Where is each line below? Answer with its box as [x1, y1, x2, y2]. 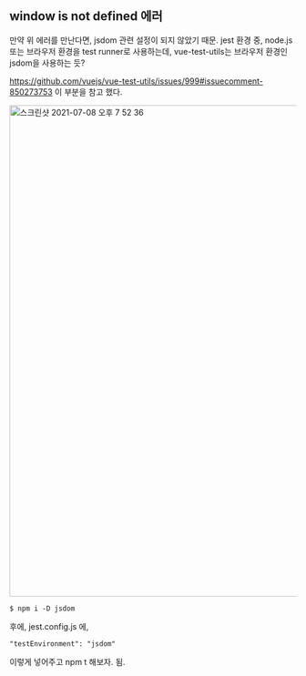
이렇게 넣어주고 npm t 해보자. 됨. [9, 656, 126, 667]
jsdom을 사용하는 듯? [9, 57, 86, 68]
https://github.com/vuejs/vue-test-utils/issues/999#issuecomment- [9, 76, 264, 87]
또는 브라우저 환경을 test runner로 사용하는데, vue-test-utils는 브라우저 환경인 [9, 46, 289, 56]
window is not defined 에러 [9, 8, 163, 25]
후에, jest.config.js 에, [9, 620, 89, 631]
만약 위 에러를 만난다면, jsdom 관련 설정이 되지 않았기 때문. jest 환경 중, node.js [9, 35, 293, 46]
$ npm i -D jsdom [9, 604, 76, 613]
